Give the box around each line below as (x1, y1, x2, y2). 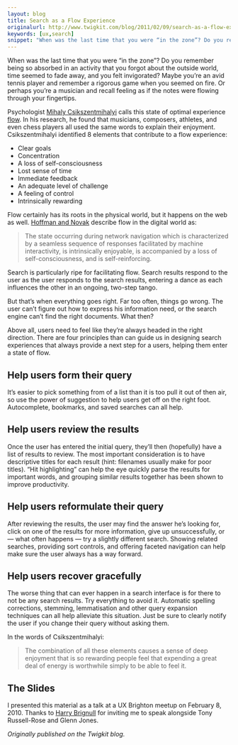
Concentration (17, 152, 60, 160)
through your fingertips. (7, 94, 76, 103)
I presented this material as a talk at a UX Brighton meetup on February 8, (7, 701, 222, 710)
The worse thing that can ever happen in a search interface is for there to (7, 589, 221, 597)
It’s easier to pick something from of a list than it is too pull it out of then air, (7, 387, 227, 396)
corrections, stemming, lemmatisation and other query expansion (7, 604, 198, 612)
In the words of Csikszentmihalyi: (7, 633, 105, 641)
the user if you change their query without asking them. (7, 619, 170, 628)
